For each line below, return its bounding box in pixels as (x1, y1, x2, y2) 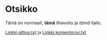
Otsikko (5, 3, 38, 15)
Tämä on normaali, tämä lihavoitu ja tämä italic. (5, 20, 102, 26)
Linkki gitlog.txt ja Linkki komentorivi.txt (5, 29, 87, 35)
